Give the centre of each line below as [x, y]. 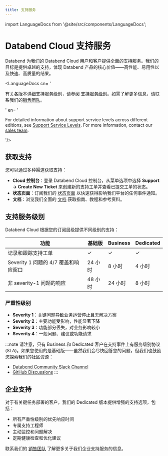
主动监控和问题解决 [32, 432]
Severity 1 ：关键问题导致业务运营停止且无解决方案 [64, 315]
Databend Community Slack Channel [50, 367]
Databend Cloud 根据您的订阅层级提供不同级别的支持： [62, 230]
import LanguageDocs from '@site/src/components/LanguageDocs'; [76, 24]
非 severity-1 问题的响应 [37, 283]
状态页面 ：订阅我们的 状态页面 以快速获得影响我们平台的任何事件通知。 [86, 193]
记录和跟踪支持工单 [30, 253]
